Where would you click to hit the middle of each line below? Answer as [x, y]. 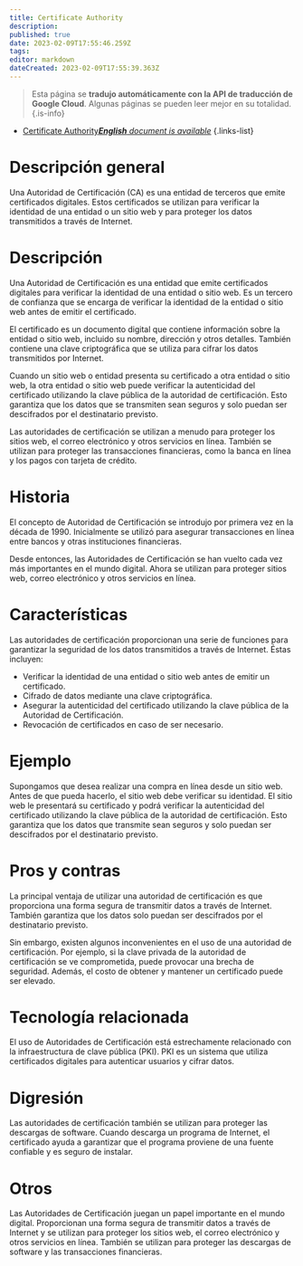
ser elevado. [33, 980]
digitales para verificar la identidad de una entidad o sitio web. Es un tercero [151, 292]
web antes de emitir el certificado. [73, 311]
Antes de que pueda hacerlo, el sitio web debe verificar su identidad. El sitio [151, 795]
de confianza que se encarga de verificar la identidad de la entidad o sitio [147, 302]
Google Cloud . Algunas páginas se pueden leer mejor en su [143, 103]
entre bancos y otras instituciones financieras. [96, 541]
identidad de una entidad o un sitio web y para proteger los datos [131, 211]
